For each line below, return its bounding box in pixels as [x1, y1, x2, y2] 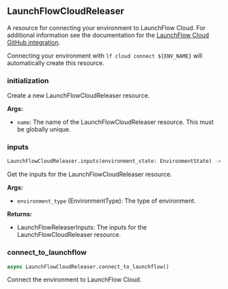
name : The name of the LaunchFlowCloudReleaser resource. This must [16, 118, 214, 126]
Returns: [7, 210, 33, 218]
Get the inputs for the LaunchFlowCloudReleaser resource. [7, 171, 173, 179]
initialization [7, 75, 49, 85]
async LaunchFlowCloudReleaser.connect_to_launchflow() [7, 263, 169, 270]
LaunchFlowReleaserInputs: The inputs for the [16, 223, 147, 231]
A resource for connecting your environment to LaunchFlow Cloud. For [7, 23, 206, 32]
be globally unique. [16, 125, 72, 134]
